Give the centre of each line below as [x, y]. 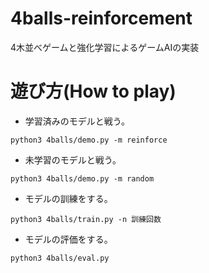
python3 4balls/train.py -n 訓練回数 [86, 219]
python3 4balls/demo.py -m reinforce [89, 140]
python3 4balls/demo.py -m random [82, 178]
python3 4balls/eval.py [60, 258]
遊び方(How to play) [93, 91]
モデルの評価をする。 [68, 239]
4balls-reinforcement [101, 18]
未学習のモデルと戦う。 [73, 159]
